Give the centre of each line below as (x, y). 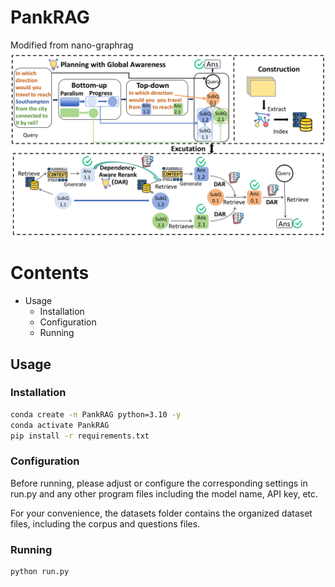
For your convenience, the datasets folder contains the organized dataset (161, 513)
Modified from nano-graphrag (72, 45)
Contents (50, 273)
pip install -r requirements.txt (80, 436)
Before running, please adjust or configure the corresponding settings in (159, 483)
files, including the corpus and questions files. (105, 523)
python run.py (40, 572)
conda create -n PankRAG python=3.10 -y (96, 414)
